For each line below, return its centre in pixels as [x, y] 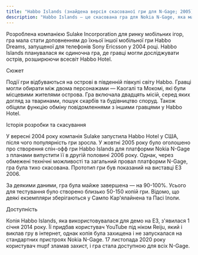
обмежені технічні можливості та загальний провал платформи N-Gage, [97, 161]
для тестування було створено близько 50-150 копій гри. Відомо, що [93, 191]
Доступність [22, 209]
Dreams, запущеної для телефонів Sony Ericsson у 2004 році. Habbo [92, 46]
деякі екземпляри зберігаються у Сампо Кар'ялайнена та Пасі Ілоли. [93, 198]
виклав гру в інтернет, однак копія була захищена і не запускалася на [94, 233]
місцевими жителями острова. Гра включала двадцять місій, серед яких [98, 94]
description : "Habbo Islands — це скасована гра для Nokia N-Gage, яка [96, 17]
